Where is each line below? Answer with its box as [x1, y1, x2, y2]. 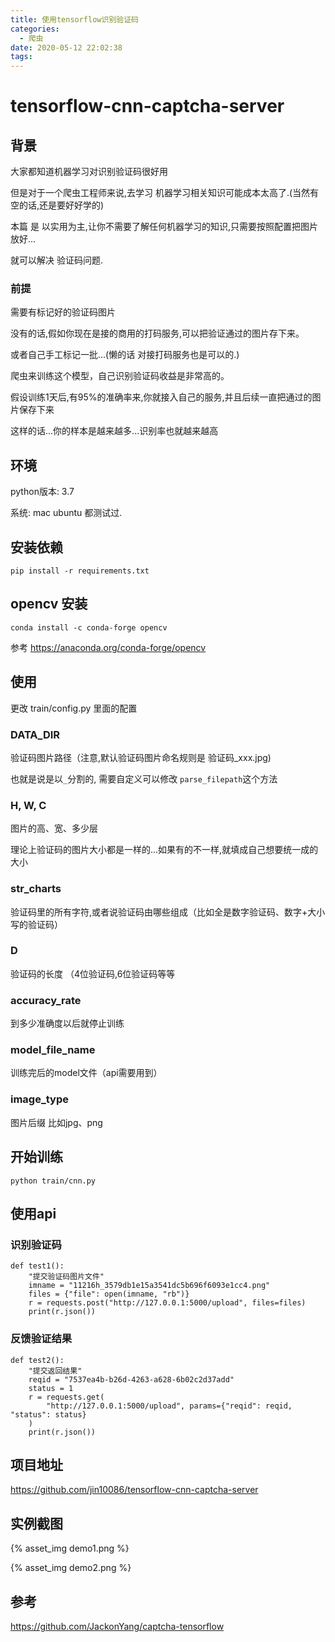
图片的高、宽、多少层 [10, 822, 98, 835]
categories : [10, 24, 60, 34]
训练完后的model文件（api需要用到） [10, 1067, 163, 1079]
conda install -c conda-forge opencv [10, 622, 168, 633]
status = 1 [28, 1383, 74, 1393]
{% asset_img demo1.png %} [10, 1542, 130, 1555]
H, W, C [10, 798, 47, 812]
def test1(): [10, 1261, 65, 1271]
